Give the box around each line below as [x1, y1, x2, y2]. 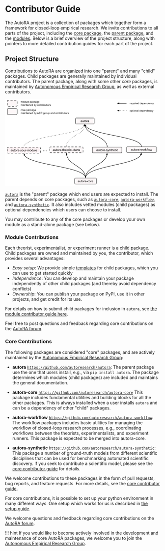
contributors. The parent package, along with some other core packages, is [5, 78, 158, 84]
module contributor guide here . [5, 311, 68, 317]
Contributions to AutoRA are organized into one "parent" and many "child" [5, 68, 155, 74]
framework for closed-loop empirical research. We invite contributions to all [5, 25, 158, 30]
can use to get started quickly [12, 270, 73, 276]
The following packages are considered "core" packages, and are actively [5, 349, 155, 355]
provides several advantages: [5, 256, 65, 261]
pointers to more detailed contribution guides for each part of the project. [5, 40, 154, 46]
